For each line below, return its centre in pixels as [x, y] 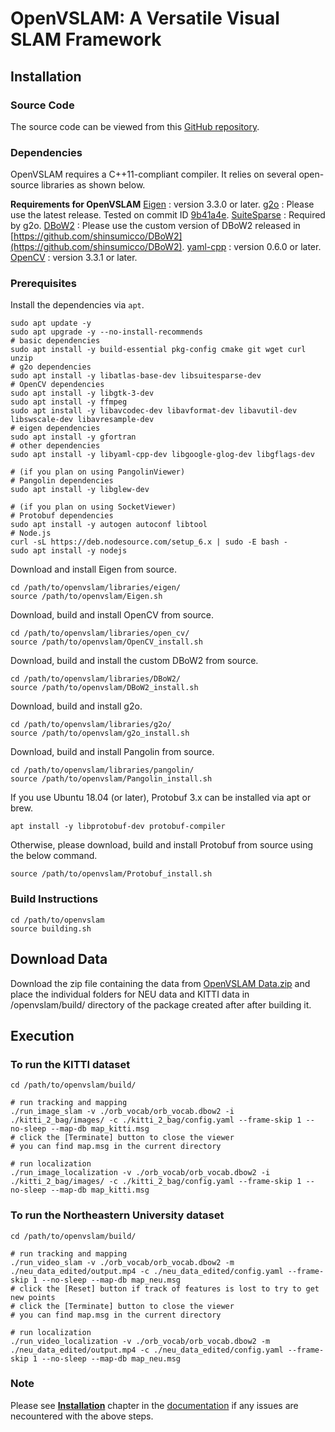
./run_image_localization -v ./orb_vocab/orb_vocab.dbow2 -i [140, 1173]
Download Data [59, 959]
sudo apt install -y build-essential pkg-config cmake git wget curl [158, 350]
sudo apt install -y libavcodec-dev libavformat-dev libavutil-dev [154, 411]
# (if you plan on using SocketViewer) [93, 507]
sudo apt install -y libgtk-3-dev [82, 393]
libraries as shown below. [93, 185]
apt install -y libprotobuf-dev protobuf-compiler [118, 827]
